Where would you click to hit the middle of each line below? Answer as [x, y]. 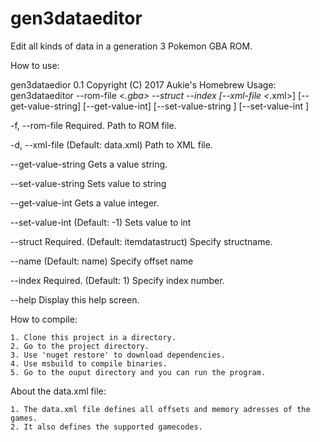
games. [24, 418]
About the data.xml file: [58, 391]
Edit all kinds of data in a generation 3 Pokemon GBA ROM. [131, 46]
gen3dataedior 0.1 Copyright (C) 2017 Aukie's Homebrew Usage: [143, 84]
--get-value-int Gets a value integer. [85, 203]
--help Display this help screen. [75, 299]
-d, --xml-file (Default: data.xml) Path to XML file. [111, 144]
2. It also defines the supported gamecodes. [106, 427]
